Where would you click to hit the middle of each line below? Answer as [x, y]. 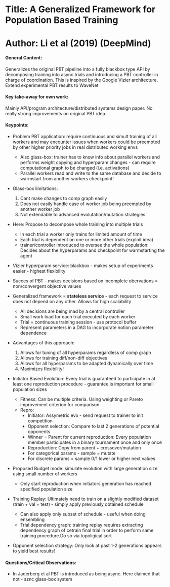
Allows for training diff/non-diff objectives [64, 358]
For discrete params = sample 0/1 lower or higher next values [92, 459]
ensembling [32, 519]
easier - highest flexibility [39, 271]
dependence [33, 333]
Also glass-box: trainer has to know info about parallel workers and [90, 157]
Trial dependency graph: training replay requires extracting [81, 525]
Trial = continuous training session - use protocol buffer [78, 322]
